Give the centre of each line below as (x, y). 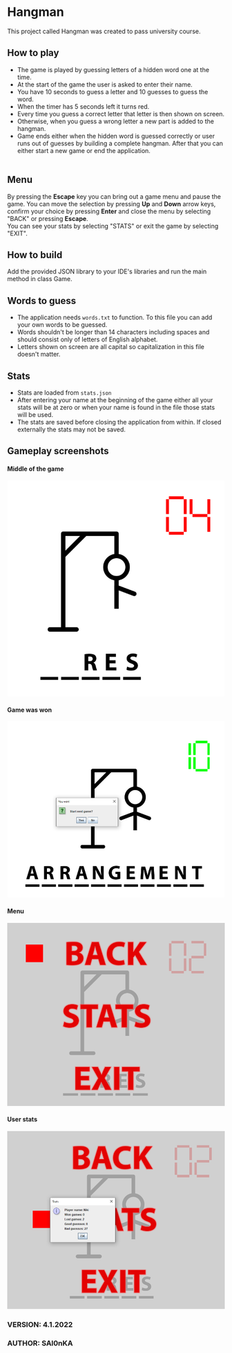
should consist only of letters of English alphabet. (87, 339)
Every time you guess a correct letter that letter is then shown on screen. (121, 114)
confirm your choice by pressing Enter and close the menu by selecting (109, 211)
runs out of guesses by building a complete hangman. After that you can (120, 143)
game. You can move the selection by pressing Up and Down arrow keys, (112, 204)
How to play (33, 53)
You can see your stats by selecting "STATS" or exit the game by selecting (113, 226)
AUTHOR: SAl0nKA (40, 1343)
